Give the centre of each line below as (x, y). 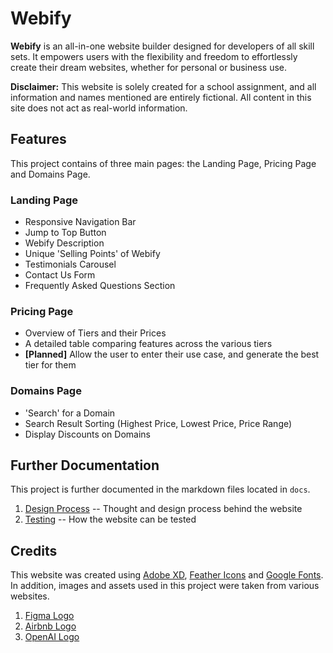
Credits (34, 550)
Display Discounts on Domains (87, 434)
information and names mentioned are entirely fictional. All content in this (161, 97)
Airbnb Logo (50, 626)
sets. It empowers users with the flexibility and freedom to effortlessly (154, 56)
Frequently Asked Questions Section (100, 286)
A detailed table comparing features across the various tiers (148, 344)
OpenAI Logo (52, 637)
